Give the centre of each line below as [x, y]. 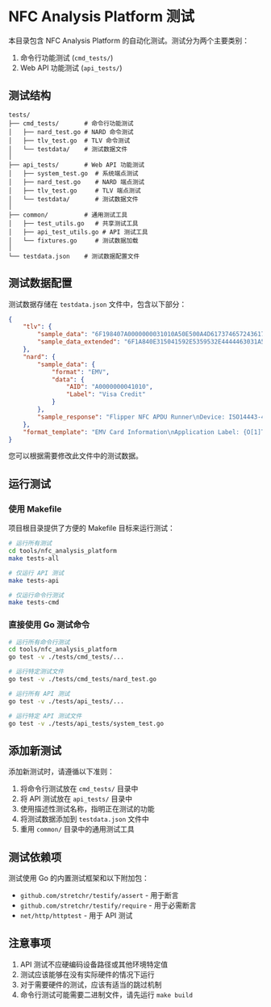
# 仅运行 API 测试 [36, 573]
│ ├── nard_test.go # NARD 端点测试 [77, 182]
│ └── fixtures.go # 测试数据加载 [73, 240]
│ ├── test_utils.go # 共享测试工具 [73, 223]
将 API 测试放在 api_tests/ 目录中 [76, 799]
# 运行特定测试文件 [36, 672]
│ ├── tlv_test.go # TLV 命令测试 [69, 141]
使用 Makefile [35, 508]
